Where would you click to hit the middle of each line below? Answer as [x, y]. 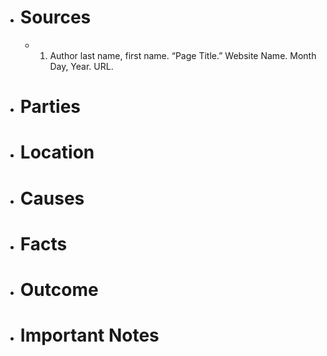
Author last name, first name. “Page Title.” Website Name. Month [183, 55]
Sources [55, 17]
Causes [52, 198]
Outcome [59, 289]
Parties [50, 107]
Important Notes [89, 335]
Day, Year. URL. [81, 66]
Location [57, 152]
